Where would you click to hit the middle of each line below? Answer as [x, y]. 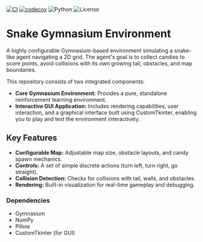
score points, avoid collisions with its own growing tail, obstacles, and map [99, 63]
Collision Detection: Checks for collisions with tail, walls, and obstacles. [105, 178]
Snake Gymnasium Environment [89, 34]
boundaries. [21, 70]
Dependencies [28, 200]
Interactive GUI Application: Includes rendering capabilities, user [97, 106]
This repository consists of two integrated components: [75, 81]
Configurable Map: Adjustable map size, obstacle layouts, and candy [102, 152]
